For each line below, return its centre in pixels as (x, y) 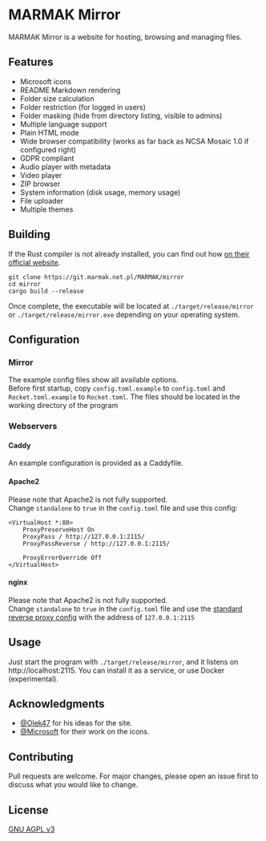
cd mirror (25, 284)
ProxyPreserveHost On (58, 530)
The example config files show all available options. (93, 380)
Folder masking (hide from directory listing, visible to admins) (121, 115)
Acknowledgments (57, 704)
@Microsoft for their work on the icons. (85, 732)
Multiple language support (63, 124)
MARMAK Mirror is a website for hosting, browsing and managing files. (125, 37)
